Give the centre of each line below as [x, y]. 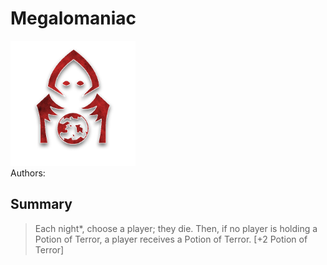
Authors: [28, 173]
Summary [41, 204]
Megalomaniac [73, 18]
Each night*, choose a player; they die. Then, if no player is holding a [176, 228]
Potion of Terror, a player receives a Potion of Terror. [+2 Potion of [171, 239]
